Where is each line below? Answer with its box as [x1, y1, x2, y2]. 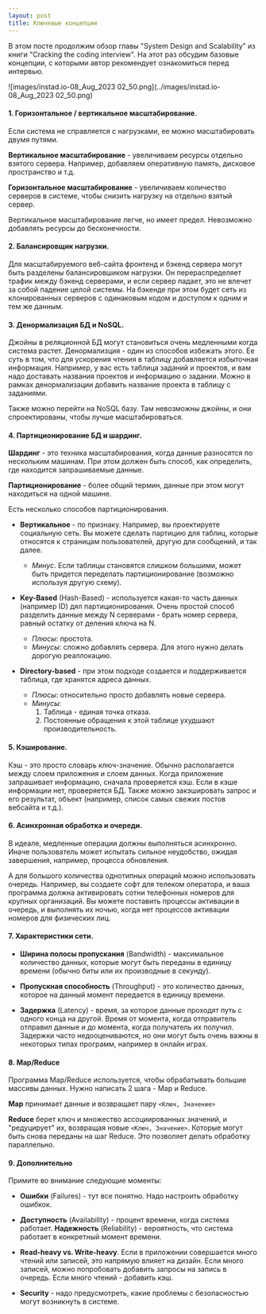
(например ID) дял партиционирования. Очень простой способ [19, 602, 235, 611]
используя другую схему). [31, 578, 122, 587]
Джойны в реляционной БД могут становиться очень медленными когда [8, 338, 258, 347]
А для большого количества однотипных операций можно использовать [8, 870, 256, 881]
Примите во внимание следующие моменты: [8, 1176, 162, 1186]
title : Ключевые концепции [8, 19, 98, 27]
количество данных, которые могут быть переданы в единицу [19, 957, 232, 967]
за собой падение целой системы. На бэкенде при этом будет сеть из [8, 284, 247, 294]
